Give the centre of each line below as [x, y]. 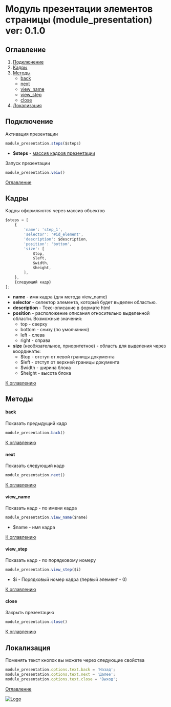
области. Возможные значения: [48, 318]
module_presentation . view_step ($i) [43, 570]
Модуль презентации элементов [79, 9]
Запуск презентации [28, 163]
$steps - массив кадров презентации [54, 153]
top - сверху [34, 324]
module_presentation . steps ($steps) [43, 143]
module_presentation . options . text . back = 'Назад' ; [60, 670]
